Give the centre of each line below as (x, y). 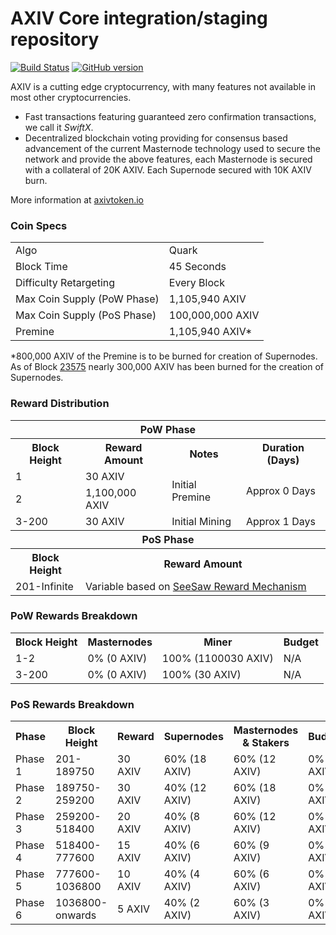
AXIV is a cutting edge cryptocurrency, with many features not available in (163, 86)
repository (55, 39)
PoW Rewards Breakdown (74, 616)
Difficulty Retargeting (65, 283)
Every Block (196, 283)
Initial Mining (201, 521)
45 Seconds (197, 267)
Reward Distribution (60, 404)
